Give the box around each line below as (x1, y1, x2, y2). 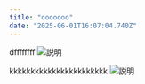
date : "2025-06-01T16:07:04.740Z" (9, 21, 138, 30)
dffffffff (9, 46, 36, 57)
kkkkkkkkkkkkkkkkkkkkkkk (9, 65, 109, 76)
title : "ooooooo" (9, 12, 74, 22)
